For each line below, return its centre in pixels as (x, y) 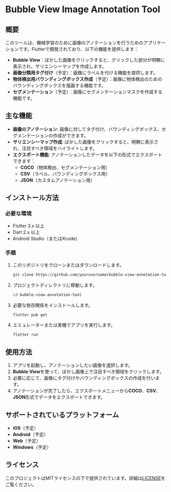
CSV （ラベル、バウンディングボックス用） (65, 174)
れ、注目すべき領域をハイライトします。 (55, 148)
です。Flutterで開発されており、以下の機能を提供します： (79, 49)
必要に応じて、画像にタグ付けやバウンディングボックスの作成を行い (84, 378)
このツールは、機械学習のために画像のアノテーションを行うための (75, 43)
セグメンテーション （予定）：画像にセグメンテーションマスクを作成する (88, 92)
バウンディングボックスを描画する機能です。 (59, 85)
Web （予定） (27, 440)
